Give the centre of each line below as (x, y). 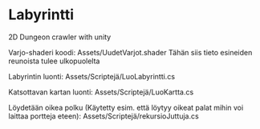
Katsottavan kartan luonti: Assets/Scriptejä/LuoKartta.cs (101, 92)
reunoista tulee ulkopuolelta (54, 61)
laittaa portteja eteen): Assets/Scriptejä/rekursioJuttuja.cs (104, 116)
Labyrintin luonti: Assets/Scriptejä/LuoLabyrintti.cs (91, 76)
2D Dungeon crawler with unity (60, 37)
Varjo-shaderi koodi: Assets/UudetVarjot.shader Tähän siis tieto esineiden (130, 52)
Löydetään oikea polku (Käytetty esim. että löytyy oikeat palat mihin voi (126, 107)
